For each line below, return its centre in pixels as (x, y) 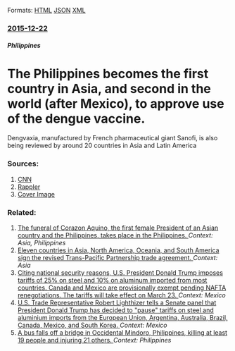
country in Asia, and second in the (109, 88)
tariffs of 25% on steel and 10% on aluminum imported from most (112, 281)
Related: (22, 212)
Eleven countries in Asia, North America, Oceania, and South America (118, 250)
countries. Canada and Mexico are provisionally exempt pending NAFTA (122, 288)
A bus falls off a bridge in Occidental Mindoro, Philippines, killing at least (122, 333)
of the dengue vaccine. (76, 118)
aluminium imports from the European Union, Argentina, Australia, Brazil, (122, 318)
